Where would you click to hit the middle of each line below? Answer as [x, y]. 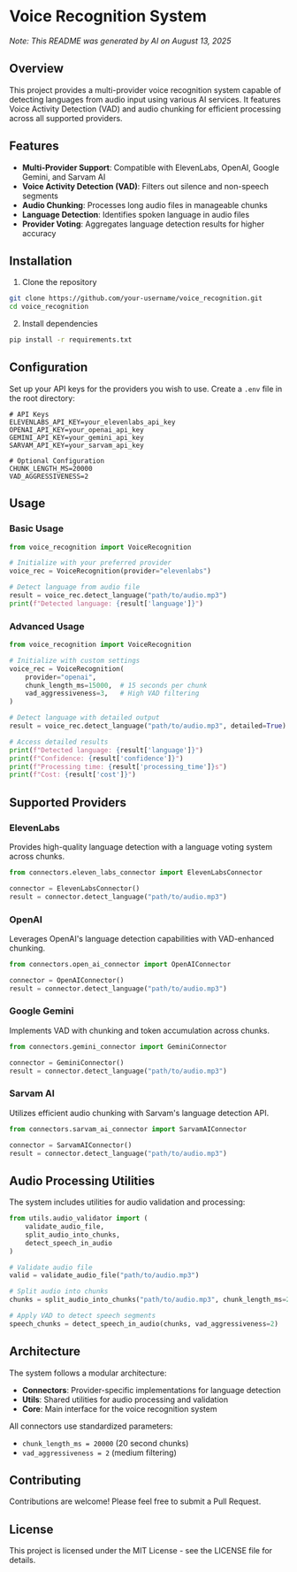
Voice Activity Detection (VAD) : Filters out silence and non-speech [145, 186]
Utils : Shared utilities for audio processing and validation [125, 1399]
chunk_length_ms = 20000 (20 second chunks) [105, 1443]
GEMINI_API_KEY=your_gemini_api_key [76, 437]
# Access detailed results [59, 742]
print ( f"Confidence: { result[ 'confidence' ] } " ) [96, 759]
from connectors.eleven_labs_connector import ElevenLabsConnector [136, 872]
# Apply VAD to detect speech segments [83, 1316]
